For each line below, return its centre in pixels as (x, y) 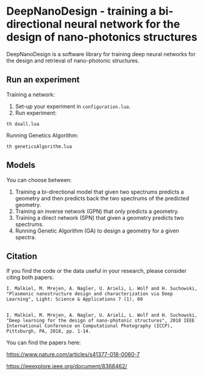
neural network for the (122, 24)
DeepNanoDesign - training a (81, 11)
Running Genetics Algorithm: (42, 135)
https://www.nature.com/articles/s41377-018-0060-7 (73, 355)
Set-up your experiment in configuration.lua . (73, 106)
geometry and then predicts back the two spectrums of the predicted (102, 198)
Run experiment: (36, 113)
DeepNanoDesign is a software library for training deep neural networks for (101, 54)
